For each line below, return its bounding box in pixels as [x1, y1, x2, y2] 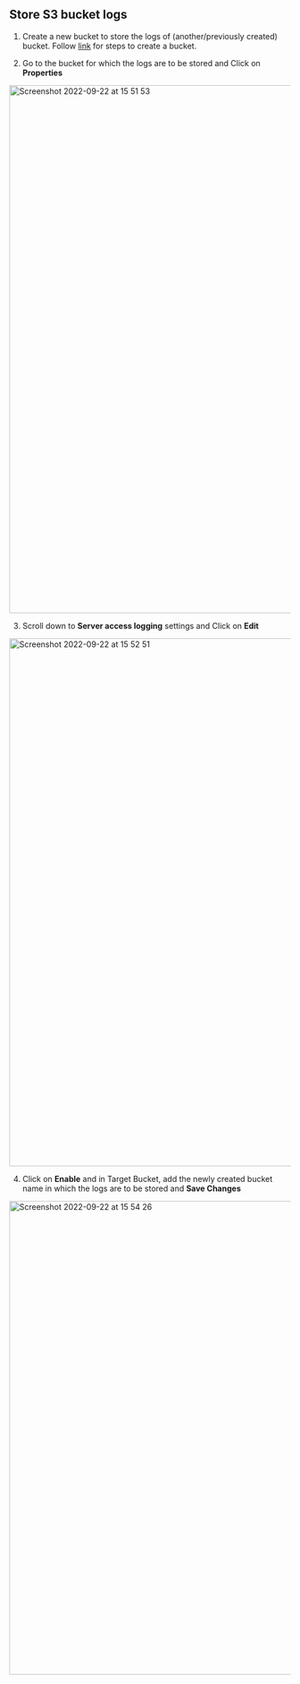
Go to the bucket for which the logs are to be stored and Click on [21, 57, 261, 68]
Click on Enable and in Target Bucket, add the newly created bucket [21, 1173, 273, 1184]
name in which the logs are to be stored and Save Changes [21, 1183, 241, 1194]
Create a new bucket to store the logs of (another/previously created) [21, 30, 279, 41]
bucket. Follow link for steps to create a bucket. [21, 40, 197, 51]
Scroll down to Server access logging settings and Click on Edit [21, 620, 259, 631]
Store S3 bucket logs [9, 7, 128, 22]
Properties [21, 67, 63, 78]
